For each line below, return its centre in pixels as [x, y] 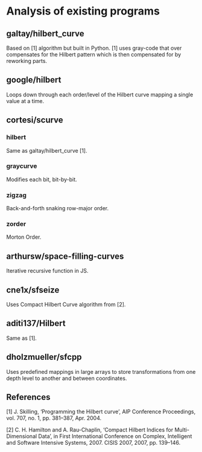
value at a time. [25, 101]
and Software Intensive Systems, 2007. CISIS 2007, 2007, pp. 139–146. [93, 443]
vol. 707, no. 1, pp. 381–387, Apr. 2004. [54, 418]
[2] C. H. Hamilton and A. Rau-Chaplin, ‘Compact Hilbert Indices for [90, 430]
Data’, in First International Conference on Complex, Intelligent [115, 436]
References [28, 397]
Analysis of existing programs [83, 11]
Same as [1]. [22, 338]
